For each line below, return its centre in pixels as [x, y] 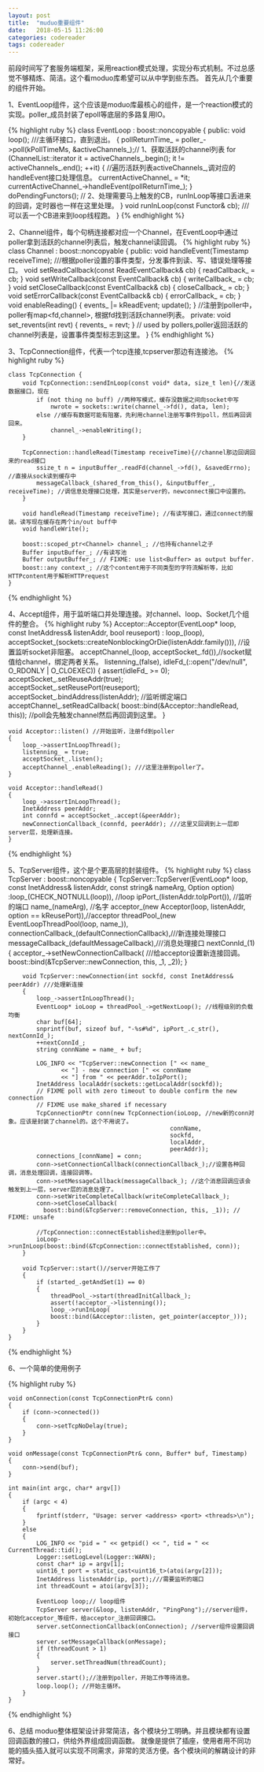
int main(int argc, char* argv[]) [65, 1488]
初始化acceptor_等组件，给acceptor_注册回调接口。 [84, 1618]
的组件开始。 [29, 88]
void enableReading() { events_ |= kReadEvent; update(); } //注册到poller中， [132, 305]
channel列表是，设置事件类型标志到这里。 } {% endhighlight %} [111, 335]
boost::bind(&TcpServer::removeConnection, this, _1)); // [142, 1211]
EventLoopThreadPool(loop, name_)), [68, 924]
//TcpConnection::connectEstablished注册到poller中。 [123, 1233]
